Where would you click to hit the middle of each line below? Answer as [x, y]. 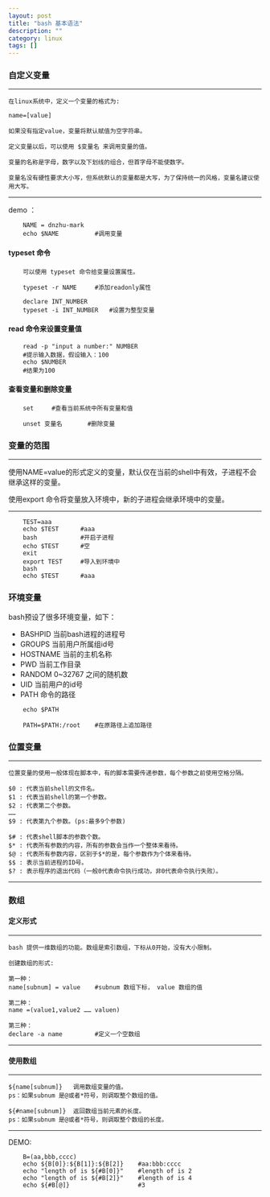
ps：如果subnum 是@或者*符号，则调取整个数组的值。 [85, 1096]
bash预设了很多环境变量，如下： [62, 617]
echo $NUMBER [45, 362]
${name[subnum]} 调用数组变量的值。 [67, 1088]
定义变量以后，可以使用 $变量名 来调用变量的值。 [80, 147]
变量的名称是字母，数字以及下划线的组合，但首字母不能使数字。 [98, 163]
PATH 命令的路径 [48, 694]
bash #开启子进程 [68, 538]
